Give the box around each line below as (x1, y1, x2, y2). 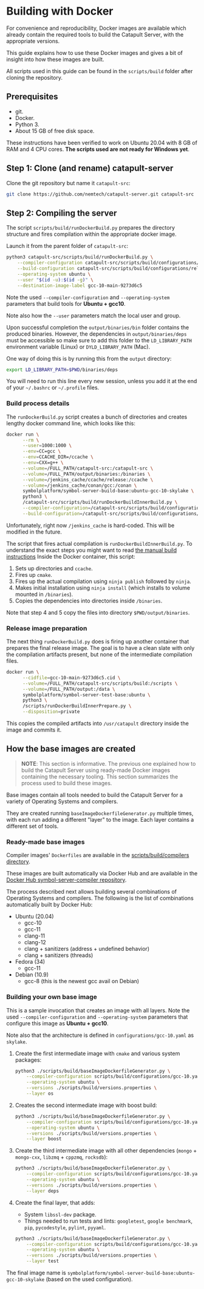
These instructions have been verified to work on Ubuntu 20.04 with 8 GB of (6, 139, 197, 146)
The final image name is (6, 1269, 66, 1276)
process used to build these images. (21, 779, 112, 786)
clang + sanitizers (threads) (24, 952, 93, 959)
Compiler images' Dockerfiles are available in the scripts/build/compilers (6, 852, 189, 859)
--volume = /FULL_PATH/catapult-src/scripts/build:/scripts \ (22, 680, 178, 687)
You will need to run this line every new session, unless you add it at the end (6, 378, 197, 385)
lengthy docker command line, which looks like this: (6, 419, 135, 427)
